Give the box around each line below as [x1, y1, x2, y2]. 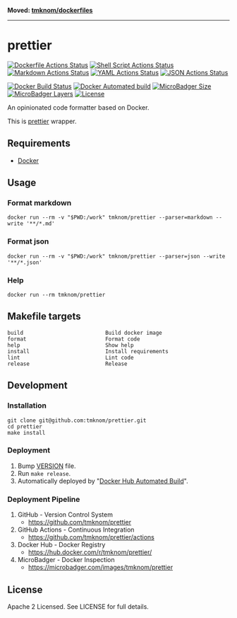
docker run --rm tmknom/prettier [7, 292, 106, 299]
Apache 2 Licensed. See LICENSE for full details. [7, 602, 150, 611]
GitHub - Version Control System [17, 510, 113, 519]
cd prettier [7, 423, 42, 430]
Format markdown [7, 198, 72, 208]
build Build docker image [7, 329, 162, 336]
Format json [7, 236, 49, 246]
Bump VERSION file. [17, 462, 76, 470]
